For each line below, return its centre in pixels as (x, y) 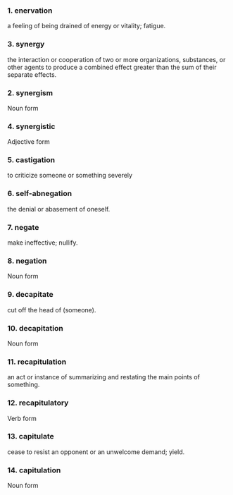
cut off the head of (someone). (52, 310)
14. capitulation (34, 470)
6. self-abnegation (40, 194)
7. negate (23, 227)
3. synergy (26, 44)
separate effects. (32, 74)
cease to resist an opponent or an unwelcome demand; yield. (96, 452)
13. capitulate (31, 436)
